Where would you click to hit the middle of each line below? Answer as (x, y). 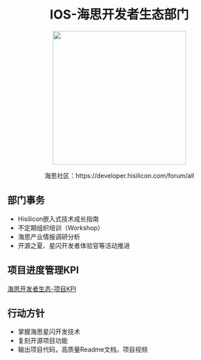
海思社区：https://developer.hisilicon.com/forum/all (119, 175)
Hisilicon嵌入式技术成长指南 (58, 219)
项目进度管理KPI (43, 271)
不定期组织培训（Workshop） (61, 227)
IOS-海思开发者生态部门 (119, 15)
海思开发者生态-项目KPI (42, 289)
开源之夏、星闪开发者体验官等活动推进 (74, 245)
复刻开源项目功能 (43, 341)
